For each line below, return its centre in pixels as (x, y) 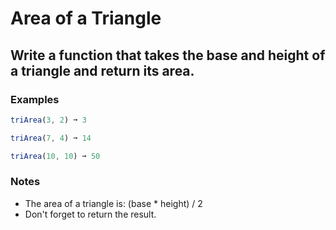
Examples (35, 99)
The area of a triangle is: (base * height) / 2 (113, 203)
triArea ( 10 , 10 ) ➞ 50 (55, 156)
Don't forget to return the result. (90, 214)
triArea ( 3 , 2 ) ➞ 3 (48, 120)
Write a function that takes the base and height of (168, 55)
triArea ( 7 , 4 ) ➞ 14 (51, 138)
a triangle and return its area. (102, 70)
